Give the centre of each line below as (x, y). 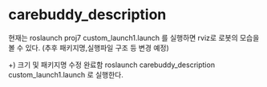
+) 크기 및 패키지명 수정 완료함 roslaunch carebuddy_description (111, 65)
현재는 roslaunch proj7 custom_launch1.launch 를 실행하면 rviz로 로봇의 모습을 (134, 38)
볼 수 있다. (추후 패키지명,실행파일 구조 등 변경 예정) (89, 47)
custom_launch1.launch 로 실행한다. (66, 74)
